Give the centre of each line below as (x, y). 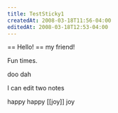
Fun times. (22, 61)
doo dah (19, 74)
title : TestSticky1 (36, 14)
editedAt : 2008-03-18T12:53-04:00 (58, 27)
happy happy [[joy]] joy (41, 102)
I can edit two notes (36, 88)
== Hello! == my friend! (41, 47)
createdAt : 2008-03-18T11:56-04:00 (59, 20)
